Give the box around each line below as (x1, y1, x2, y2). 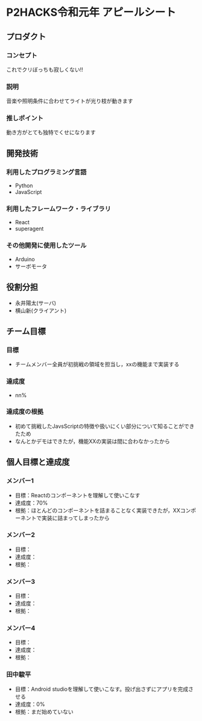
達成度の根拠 (6, 407, 44, 416)
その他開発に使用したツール (6, 241, 87, 250)
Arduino (14, 255, 35, 263)
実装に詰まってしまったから (41, 514, 110, 522)
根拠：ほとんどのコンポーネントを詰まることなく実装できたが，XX (14, 506, 181, 514)
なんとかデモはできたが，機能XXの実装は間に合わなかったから (14, 438, 171, 445)
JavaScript (14, 189, 42, 196)
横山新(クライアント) (14, 306, 67, 314)
